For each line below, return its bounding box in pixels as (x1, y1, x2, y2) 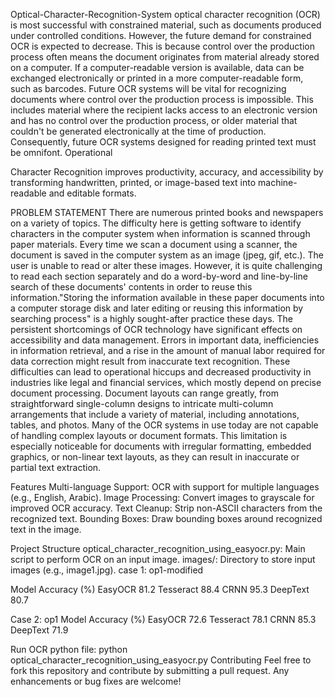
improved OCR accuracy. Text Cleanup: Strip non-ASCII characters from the (10, 502, 323, 514)
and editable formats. (48, 187, 137, 199)
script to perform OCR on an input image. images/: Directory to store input (10, 554, 316, 565)
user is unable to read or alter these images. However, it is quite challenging (10, 260, 323, 271)
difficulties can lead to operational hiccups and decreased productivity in (10, 366, 312, 378)
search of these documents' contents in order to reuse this (10, 281, 253, 293)
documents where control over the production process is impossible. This (10, 94, 314, 105)
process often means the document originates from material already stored (10, 51, 320, 63)
